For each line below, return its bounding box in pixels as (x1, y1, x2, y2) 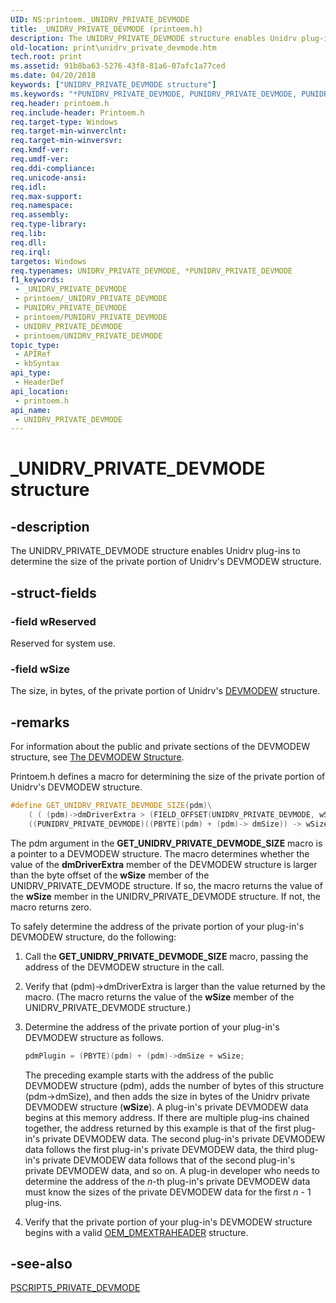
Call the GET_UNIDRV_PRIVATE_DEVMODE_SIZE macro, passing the (24, 950, 309, 962)
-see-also (10, 1255, 73, 1272)
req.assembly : (10, 210, 70, 220)
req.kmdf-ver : (10, 145, 70, 155)
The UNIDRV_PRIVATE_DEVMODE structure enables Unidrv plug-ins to (10, 545, 301, 557)
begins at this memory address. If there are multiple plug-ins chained (24, 1111, 310, 1123)
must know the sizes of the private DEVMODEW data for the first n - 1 (24, 1186, 312, 1198)
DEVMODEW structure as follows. (24, 1031, 165, 1043)
